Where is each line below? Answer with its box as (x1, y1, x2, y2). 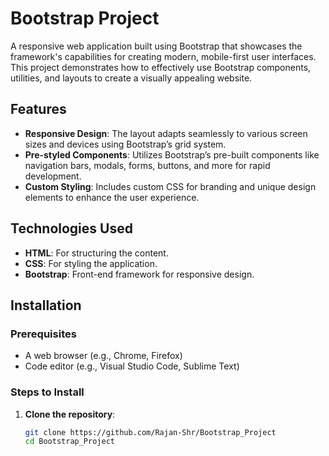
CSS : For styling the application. (24, 257, 158, 269)
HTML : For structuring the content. (24, 247, 169, 259)
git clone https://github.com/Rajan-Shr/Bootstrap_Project (24, 427, 277, 437)
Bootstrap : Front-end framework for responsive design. (24, 268, 255, 280)
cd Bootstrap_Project (24, 437, 115, 447)
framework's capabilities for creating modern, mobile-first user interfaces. (10, 50, 317, 62)
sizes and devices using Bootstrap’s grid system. (24, 138, 227, 150)
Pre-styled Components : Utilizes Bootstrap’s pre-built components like (24, 148, 320, 161)
